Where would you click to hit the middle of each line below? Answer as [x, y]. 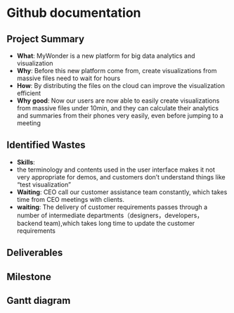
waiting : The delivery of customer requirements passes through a [112, 207]
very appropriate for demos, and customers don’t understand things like [121, 177]
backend [30, 223]
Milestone [29, 277]
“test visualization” [44, 184]
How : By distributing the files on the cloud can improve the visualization [121, 85]
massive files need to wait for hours [69, 78]
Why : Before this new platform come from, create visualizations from [117, 71]
